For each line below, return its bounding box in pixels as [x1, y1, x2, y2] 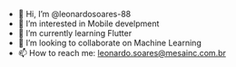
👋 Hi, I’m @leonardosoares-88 [17, 9, 132, 19]
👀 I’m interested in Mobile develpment [17, 18, 160, 29]
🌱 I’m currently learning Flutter [17, 28, 133, 38]
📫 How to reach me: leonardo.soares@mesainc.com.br [17, 48, 227, 58]
